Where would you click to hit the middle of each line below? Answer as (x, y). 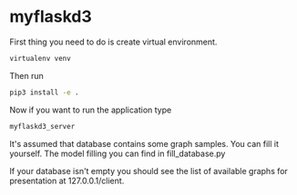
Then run (26, 75)
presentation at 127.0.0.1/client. (67, 180)
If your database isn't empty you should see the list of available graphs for (149, 171)
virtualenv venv (40, 58)
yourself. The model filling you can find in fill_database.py (118, 153)
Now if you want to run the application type (91, 110)
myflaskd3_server (42, 126)
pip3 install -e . (44, 93)
